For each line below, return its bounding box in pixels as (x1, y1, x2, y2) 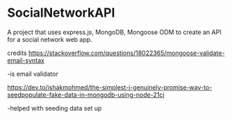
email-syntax (7, 56, 45, 64)
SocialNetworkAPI (7, 5, 115, 21)
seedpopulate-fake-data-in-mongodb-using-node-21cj (7, 90, 165, 99)
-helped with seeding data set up (7, 104, 102, 112)
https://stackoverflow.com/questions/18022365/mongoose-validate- (28, 49, 225, 57)
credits (7, 49, 27, 57)
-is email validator (7, 70, 59, 78)
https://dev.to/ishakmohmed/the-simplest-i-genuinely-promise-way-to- (7, 83, 213, 91)
